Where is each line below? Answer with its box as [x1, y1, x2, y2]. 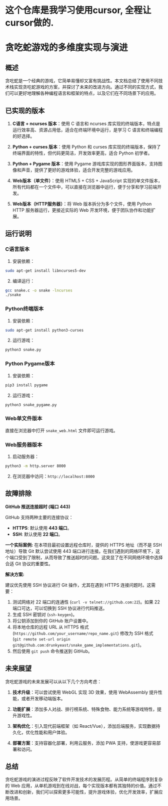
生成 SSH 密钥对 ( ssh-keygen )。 [12, 611, 77, 617]
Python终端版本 [5, 305, 44, 312]
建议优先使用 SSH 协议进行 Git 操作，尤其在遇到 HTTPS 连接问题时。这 [5, 582, 151, 588]
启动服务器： [12, 453, 39, 459]
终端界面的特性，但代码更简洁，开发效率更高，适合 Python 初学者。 [12, 150, 152, 156]
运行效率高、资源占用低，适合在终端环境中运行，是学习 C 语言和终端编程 [12, 127, 163, 133]
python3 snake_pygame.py [5, 402, 57, 407]
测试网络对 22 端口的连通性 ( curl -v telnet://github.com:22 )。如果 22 [12, 599, 160, 605]
